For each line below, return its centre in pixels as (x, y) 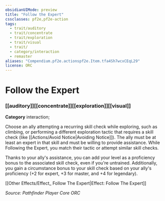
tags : (11, 24)
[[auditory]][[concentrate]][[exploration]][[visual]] (68, 106)
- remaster (21, 56)
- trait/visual (26, 42)
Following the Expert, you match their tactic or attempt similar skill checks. (82, 147)
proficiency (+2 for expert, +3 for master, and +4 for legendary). (71, 173)
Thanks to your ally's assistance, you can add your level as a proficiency (80, 157)
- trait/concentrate (31, 33)
